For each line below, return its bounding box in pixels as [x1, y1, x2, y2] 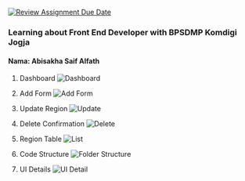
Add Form [19, 89, 52, 98]
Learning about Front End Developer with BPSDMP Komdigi [8, 27, 237, 38]
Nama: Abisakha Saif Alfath [8, 56, 100, 66]
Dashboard [19, 74, 56, 83]
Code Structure [19, 150, 70, 159]
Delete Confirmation [19, 119, 85, 129]
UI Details [19, 165, 51, 174]
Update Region [19, 104, 68, 114]
